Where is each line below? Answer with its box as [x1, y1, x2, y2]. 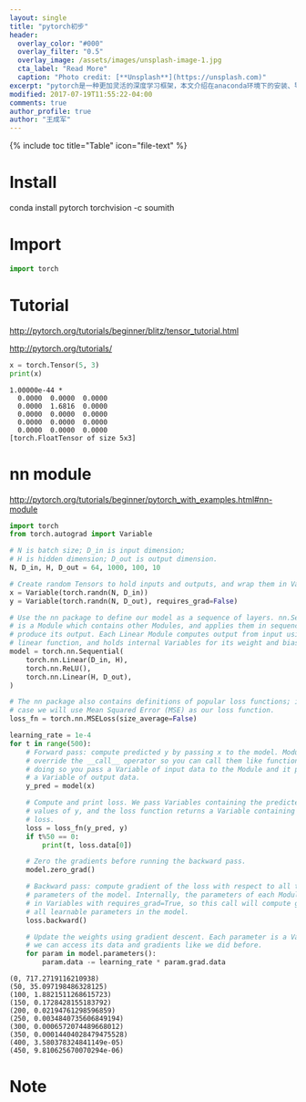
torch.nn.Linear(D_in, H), [25, 655, 128, 664]
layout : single [9, 13, 67, 23]
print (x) [9, 369, 43, 379]
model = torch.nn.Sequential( [9, 647, 125, 656]
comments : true [9, 98, 67, 108]
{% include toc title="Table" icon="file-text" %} [9, 140, 188, 151]
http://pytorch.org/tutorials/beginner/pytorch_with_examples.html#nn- [9, 494, 273, 504]
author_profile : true [9, 107, 92, 116]
